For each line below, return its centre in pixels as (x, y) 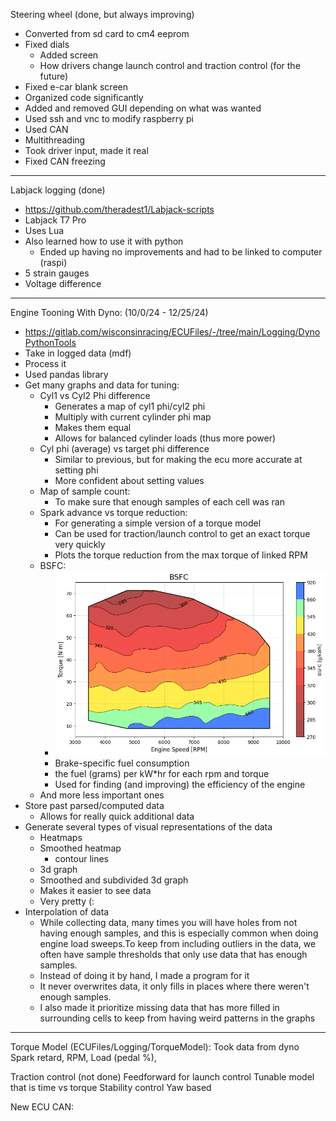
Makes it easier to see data (95, 891)
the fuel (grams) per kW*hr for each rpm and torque (162, 774)
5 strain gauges (57, 273)
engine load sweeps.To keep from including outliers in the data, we (178, 944)
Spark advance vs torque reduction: (113, 512)
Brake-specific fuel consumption (122, 763)
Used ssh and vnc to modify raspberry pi (109, 118)
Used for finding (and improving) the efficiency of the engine (180, 785)
